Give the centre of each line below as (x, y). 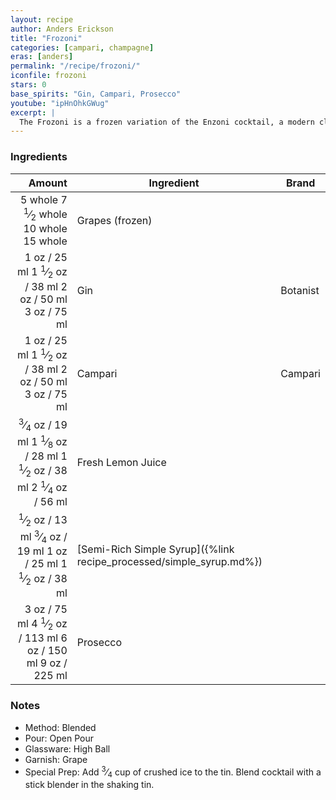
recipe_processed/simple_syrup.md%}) (169, 561)
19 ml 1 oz (42, 551)
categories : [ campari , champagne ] (82, 47)
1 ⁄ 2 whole (45, 214)
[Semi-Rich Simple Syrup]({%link (155, 549)
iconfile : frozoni (48, 76)
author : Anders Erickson (62, 29)
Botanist (300, 291)
